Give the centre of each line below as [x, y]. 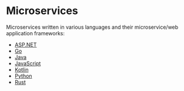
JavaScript [28, 63]
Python [23, 76]
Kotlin [21, 69]
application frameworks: [36, 33]
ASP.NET [26, 45]
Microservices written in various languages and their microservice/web [92, 27]
